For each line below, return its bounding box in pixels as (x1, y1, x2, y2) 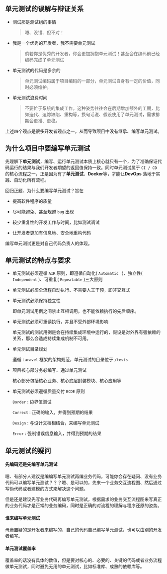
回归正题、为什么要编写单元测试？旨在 (5, 187, 83, 193)
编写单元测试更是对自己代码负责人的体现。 (5, 240, 92, 246)
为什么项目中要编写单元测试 (5, 144, 90, 153)
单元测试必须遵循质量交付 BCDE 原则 (12, 388, 85, 394)
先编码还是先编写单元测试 (5, 461, 58, 467)
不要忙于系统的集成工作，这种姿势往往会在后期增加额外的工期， (24, 105, 156, 111)
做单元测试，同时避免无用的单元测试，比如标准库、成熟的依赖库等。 (5, 564, 145, 570)
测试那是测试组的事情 (12, 19, 56, 25)
